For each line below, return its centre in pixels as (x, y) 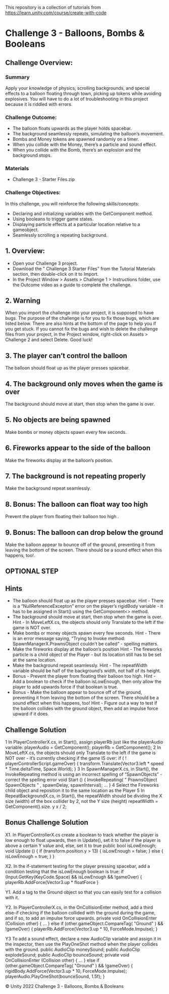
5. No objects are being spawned (58, 420)
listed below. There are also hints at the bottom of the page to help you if (81, 323)
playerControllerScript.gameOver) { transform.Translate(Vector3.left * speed (84, 764)
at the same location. (34, 660)
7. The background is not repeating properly (76, 476)
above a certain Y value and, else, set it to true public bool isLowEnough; (81, 845)
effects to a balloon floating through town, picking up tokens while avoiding (83, 93)
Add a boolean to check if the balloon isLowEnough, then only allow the (87, 682)
